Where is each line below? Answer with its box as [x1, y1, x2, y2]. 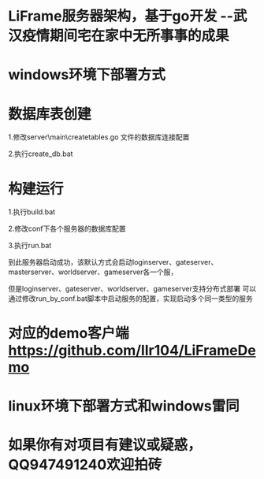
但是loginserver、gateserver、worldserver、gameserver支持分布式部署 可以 [8, 284, 257, 294]
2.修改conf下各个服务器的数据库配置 [8, 224, 126, 233]
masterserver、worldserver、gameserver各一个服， [8, 267, 178, 277]
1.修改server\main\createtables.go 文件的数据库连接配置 [8, 132, 190, 142]
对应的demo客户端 [8, 325, 130, 343]
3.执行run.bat [8, 241, 52, 251]
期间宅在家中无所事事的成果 [50, 27, 230, 45]
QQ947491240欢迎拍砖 [8, 455, 162, 473]
